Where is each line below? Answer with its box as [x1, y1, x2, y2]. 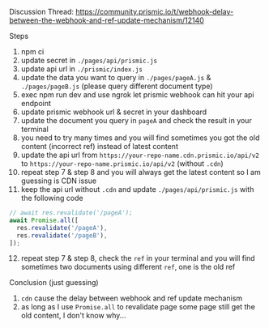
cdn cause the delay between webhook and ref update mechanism [20, 293, 243, 303]
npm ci [20, 47, 45, 56]
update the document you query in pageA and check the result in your [20, 116, 252, 125]
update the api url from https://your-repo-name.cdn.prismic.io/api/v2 [20, 150, 260, 160]
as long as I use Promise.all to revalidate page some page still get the [20, 302, 256, 312]
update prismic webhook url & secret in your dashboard [20, 107, 207, 117]
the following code [20, 194, 83, 202]
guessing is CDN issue [20, 176, 96, 185]
